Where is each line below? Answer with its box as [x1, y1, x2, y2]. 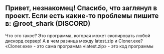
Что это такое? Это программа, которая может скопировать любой [5, 32, 150, 39]
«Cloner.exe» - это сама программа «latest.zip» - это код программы [5, 43, 154, 49]
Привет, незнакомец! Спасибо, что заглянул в [5, 4, 157, 12]
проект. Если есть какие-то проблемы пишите [5, 12, 159, 20]
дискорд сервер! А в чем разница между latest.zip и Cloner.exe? [5, 38, 143, 44]
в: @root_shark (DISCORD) [5, 19, 91, 28]
